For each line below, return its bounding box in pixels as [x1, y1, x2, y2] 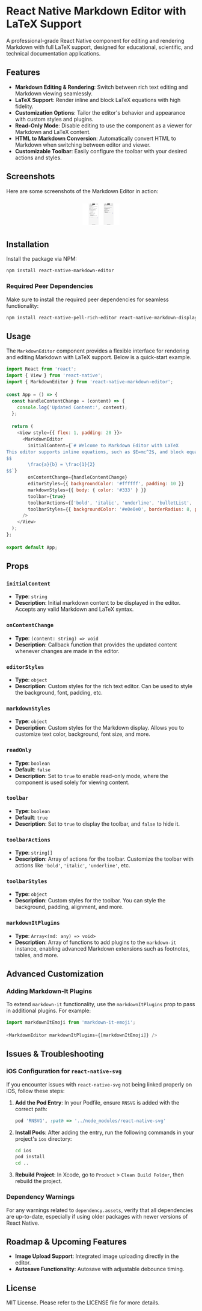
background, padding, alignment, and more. [14, 904, 124, 911]
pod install [14, 1154, 45, 1160]
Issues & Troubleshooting [6, 1049, 104, 1059]
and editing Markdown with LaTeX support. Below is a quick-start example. [6, 354, 192, 361]
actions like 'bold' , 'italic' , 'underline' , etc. [14, 862, 130, 869]
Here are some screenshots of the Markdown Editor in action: [6, 187, 159, 194]
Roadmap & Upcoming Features [6, 1236, 127, 1247]
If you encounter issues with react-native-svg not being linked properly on [6, 1080, 192, 1088]
